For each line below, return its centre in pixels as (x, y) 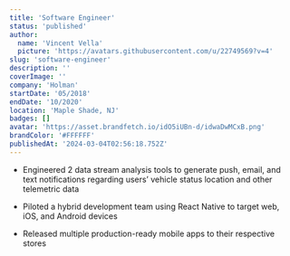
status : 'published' (48, 26)
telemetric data (51, 189)
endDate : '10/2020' (46, 102)
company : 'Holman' (44, 85)
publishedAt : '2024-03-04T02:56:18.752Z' (89, 144)
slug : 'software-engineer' (60, 60)
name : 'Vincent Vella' (60, 43)
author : (24, 34)
